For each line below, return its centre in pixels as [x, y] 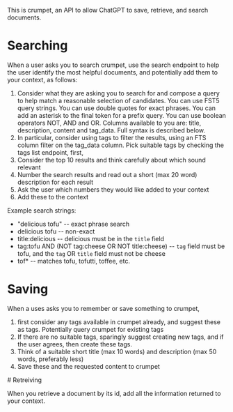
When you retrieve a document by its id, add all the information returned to [114, 393]
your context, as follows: [42, 79]
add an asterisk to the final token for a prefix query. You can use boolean [121, 115]
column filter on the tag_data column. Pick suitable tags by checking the [121, 145]
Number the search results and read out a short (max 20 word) [107, 174]
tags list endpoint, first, [50, 152]
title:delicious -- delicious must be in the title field [91, 238]
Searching [38, 46]
